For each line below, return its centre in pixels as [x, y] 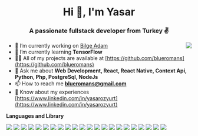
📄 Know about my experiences [52, 92]
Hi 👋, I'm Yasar [99, 12]
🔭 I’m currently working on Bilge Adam [61, 46]
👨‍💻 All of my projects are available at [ [61, 58]
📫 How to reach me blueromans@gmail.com [70, 84]
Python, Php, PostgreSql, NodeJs [56, 77]
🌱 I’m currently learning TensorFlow [58, 52]
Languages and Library [35, 116]
